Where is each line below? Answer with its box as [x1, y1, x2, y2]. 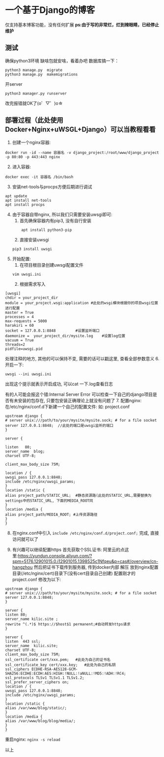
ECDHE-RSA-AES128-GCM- [31, 666, 78, 672]
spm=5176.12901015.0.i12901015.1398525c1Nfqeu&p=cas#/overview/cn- [12, 558, 159, 564]
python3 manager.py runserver [5, 91, 67, 96]
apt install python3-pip [21, 227, 72, 232]
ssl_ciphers [5, 666, 29, 672]
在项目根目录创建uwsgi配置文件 [19, 262, 83, 268]
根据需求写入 [19, 281, 46, 287]
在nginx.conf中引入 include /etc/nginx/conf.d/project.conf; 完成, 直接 [12, 530, 159, 536]
